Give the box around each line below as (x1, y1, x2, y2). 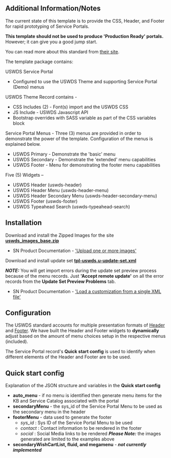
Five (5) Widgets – (5, 171, 44, 178)
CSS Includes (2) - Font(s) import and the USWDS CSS (12, 104, 129, 110)
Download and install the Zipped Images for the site (5, 232, 114, 238)
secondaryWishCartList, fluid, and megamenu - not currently (12, 442, 147, 448)
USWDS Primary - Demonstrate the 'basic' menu (12, 151, 116, 157)
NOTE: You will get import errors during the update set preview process (5, 267, 157, 274)
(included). (5, 338, 28, 345)
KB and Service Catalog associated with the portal (12, 398, 119, 404)
